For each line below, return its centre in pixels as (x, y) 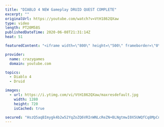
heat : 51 (14, 37)
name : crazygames (27, 59)
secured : (14, 117)
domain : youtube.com (30, 63)
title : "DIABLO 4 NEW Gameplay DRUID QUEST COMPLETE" (61, 10)
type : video (17, 23)
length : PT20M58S (23, 28)
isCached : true (29, 108)
